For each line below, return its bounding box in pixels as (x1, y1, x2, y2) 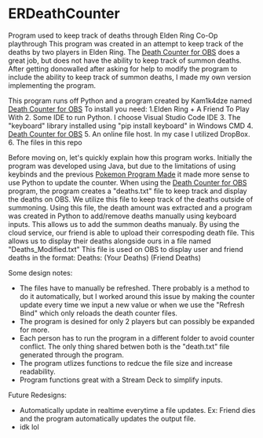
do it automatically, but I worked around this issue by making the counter (19, 291, 255, 301)
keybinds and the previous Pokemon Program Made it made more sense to (8, 170, 250, 179)
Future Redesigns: (8, 390, 67, 400)
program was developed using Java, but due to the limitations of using (8, 161, 236, 170)
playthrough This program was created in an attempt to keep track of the (8, 38, 243, 48)
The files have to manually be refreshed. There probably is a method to (19, 283, 250, 293)
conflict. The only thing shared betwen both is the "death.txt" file (19, 341, 230, 351)
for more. (19, 325, 50, 334)
